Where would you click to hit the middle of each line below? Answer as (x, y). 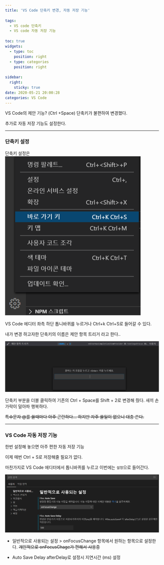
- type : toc (22, 51)
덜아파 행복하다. (33, 406)
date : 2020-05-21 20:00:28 (32, 93)
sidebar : (14, 77)
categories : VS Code (26, 98)
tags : (10, 20)
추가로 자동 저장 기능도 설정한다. (36, 123)
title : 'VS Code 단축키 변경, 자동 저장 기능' (48, 10)
